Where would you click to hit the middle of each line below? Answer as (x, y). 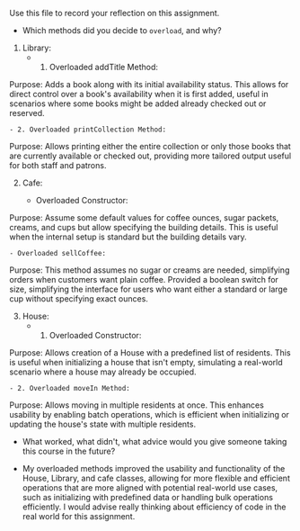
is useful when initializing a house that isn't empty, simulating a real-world (146, 362)
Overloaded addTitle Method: (104, 67)
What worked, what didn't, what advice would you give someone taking (154, 441)
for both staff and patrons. (58, 165)
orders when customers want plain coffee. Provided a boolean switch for (144, 279)
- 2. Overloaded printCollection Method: (88, 130)
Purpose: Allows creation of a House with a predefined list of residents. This (150, 353)
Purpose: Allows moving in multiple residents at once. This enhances (137, 405)
